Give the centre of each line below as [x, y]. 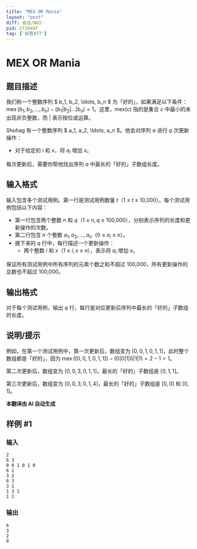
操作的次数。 [35, 227]
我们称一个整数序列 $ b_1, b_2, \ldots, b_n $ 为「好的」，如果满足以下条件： [97, 102]
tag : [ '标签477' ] [27, 34]
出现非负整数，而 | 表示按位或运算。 [50, 118]
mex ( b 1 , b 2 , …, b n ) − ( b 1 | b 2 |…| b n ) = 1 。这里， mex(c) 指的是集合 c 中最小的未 [98, 110]
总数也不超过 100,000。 [35, 272]
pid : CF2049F [22, 28]
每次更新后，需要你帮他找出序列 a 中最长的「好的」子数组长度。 [84, 164]
